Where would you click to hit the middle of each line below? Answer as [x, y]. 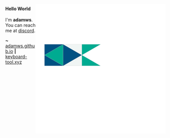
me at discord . [20, 31]
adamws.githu [20, 46]
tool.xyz [13, 62]
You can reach [20, 25]
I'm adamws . [19, 20]
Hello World [18, 9]
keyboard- [16, 57]
